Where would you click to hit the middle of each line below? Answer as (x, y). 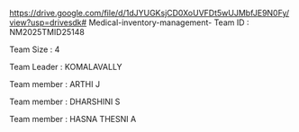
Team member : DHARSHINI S (65, 101)
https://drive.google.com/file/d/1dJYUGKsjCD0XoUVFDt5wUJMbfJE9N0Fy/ (149, 13)
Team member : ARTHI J (55, 84)
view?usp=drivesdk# (48, 22)
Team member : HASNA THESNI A (73, 119)
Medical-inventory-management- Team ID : (169, 22)
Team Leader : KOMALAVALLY (66, 67)
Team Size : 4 (35, 49)
